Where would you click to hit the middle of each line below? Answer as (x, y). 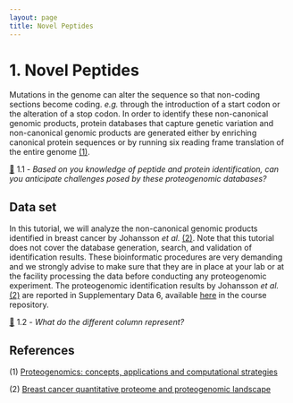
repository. (29, 304)
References (42, 350)
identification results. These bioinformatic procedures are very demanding (146, 257)
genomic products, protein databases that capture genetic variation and (142, 124)
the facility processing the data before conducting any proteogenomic (138, 276)
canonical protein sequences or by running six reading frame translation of (146, 142)
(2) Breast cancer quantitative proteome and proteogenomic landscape (140, 390)
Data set (33, 207)
